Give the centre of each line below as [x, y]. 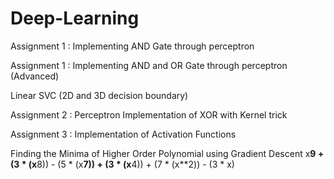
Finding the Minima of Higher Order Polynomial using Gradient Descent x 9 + [167, 153]
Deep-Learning [75, 18]
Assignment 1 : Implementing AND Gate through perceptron [132, 46]
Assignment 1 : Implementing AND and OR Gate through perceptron [149, 65]
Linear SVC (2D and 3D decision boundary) [99, 95]
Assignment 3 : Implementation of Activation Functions [123, 134]
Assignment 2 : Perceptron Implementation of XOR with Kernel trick [149, 114]
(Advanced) [35, 76]
